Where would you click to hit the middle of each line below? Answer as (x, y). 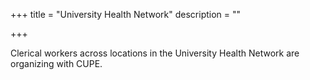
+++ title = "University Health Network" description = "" (126, 14)
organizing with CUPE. (56, 63)
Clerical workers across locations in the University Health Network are (155, 53)
